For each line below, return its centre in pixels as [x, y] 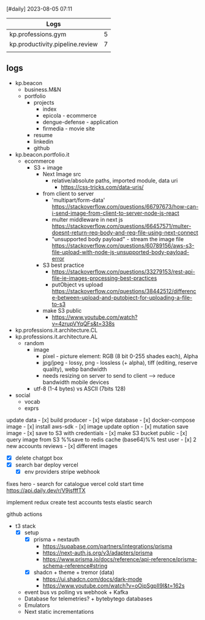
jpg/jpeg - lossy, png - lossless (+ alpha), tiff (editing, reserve [120, 362]
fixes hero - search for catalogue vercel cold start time [75, 484]
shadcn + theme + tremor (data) [74, 572]
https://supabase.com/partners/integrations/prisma [107, 547]
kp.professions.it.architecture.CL [56, 330]
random [34, 343]
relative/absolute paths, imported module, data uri [115, 181]
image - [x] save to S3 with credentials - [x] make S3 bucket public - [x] [97, 433]
